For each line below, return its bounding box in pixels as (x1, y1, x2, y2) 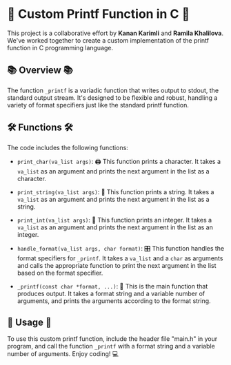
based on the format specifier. (17, 269, 103, 277)
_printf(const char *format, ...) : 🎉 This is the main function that (17, 282, 208, 290)
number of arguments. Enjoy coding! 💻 (7, 350, 119, 358)
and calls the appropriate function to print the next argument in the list (17, 261, 217, 269)
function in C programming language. (7, 43, 114, 52)
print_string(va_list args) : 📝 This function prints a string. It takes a (17, 187, 214, 196)
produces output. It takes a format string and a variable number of (17, 289, 205, 298)
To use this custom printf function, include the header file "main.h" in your (7, 335, 218, 343)
